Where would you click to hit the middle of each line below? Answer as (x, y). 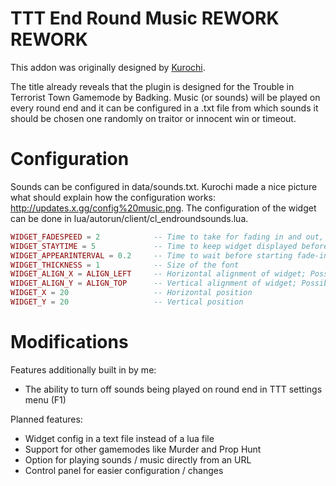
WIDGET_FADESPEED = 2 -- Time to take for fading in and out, (167, 237)
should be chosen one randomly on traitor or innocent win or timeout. (153, 118)
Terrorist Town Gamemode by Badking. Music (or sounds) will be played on (165, 97)
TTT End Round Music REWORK (145, 18)
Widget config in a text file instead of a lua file (119, 438)
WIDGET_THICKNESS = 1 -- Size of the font (125, 265)
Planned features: (46, 419)
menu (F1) (45, 399)
